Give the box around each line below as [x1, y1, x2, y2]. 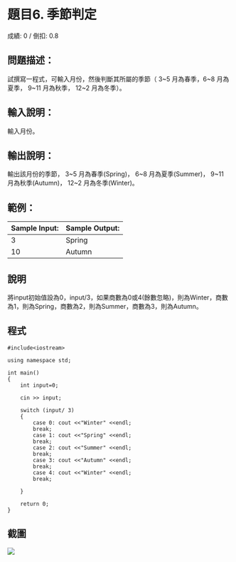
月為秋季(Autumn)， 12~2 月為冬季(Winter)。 [7, 179, 139, 188]
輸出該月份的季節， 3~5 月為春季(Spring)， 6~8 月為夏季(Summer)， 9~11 [7, 170, 224, 178]
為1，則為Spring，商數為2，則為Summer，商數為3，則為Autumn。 [7, 302, 203, 310]
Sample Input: [11, 223, 59, 233]
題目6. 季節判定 [7, 6, 97, 23]
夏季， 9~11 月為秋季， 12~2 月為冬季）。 [7, 83, 126, 92]
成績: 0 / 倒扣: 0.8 [7, 31, 59, 40]
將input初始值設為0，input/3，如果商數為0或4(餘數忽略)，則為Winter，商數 [7, 293, 229, 302]
